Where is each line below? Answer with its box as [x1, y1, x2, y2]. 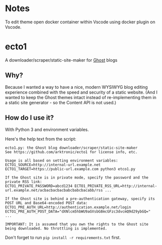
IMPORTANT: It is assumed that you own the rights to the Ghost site [5, 222, 149, 227]
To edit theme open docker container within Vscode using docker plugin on [5, 19, 155, 25]
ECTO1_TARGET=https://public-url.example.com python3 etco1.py [5, 166, 136, 171]
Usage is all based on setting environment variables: [5, 158, 118, 163]
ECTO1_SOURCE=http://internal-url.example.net [5, 162, 101, 167]
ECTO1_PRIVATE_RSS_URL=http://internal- [74, 183, 158, 188]
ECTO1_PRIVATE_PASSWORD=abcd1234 [5, 183, 73, 188]
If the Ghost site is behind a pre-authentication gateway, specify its [5, 196, 155, 201]
